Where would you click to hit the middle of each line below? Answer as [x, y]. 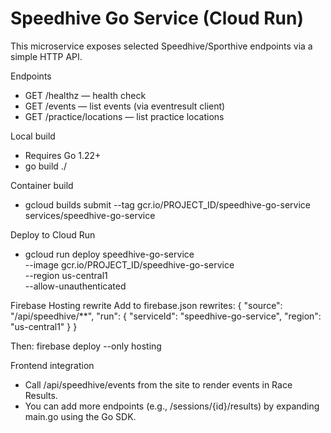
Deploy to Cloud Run [53, 234]
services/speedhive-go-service [90, 215]
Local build [33, 136]
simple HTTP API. [46, 56]
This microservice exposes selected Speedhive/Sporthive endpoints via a [161, 46]
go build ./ [45, 166]
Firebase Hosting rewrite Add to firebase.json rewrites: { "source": [146, 305]
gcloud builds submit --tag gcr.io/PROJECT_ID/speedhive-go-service [167, 204]
